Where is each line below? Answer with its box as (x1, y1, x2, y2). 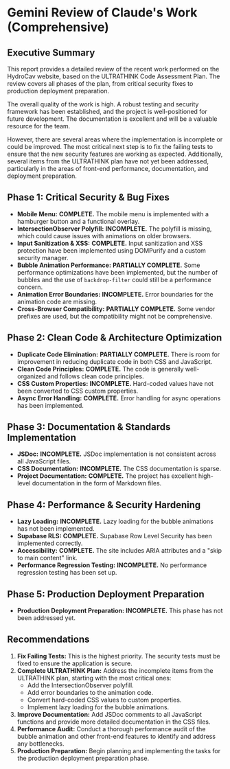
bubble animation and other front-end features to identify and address (16, 732, 216, 740)
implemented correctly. (16, 539, 83, 547)
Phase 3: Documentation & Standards (7, 421, 171, 433)
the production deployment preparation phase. (16, 754, 150, 762)
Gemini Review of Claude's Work (7, 5, 198, 21)
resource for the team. (7, 122, 71, 130)
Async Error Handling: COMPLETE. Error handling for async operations (16, 393, 221, 402)
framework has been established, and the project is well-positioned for (7, 108, 208, 115)
